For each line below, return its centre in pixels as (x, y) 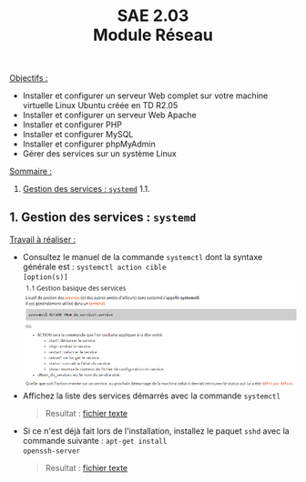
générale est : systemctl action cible (94, 266)
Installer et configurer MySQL (78, 134)
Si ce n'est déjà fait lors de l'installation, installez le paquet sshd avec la (156, 431)
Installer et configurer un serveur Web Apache (110, 115)
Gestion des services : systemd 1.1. (86, 188)
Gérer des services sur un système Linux (100, 153)
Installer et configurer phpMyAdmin (89, 144)
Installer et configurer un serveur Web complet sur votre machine (145, 95)
